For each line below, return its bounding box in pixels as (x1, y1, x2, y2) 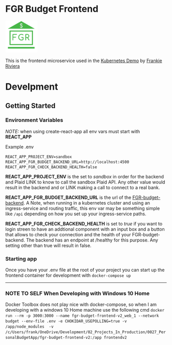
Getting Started (5, 101, 56, 110)
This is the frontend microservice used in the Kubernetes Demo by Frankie (5, 57, 162, 64)
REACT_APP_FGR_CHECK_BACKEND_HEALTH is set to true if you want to (5, 220, 163, 227)
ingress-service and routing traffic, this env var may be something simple (5, 205, 160, 211)
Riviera (5, 63, 20, 69)
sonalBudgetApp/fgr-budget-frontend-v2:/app (5, 335, 102, 340)
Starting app (5, 255, 37, 262)
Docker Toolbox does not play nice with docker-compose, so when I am (5, 301, 157, 308)
